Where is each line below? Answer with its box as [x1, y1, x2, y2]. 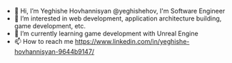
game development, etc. [14, 22, 86, 30]
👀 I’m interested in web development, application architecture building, [14, 14, 222, 23]
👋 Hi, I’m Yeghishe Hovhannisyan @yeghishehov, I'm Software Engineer [14, 7, 226, 15]
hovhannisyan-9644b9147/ [14, 47, 95, 56]
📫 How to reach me [14, 38, 74, 45]
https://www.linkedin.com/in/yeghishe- [74, 38, 190, 45]
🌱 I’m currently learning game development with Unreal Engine [14, 29, 198, 38]
